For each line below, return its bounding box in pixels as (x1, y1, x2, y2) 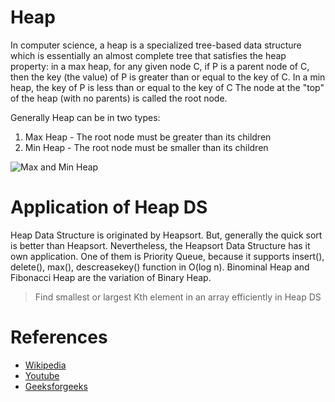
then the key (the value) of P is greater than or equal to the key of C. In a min (10, 71, 326, 83)
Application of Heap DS (10, 196, 208, 219)
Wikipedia (24, 359, 67, 371)
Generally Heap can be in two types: (10, 111, 161, 123)
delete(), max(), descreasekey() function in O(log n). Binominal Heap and (10, 261, 310, 273)
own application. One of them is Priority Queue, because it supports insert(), (10, 250, 325, 262)
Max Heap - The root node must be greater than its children (24, 131, 272, 143)
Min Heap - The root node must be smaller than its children (24, 141, 269, 153)
